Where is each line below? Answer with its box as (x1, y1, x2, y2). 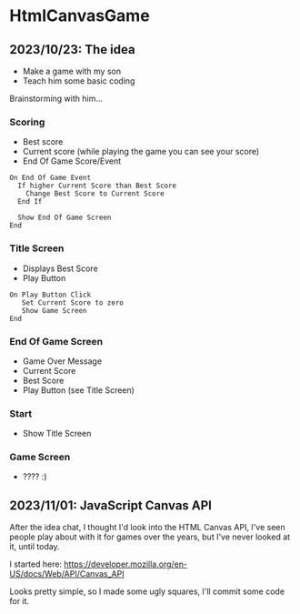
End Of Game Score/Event (22, 156, 122, 166)
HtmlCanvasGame (9, 5, 150, 26)
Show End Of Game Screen (17, 213, 112, 223)
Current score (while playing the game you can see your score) (22, 146, 260, 157)
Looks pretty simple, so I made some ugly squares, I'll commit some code (9, 586, 285, 597)
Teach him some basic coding (22, 75, 135, 86)
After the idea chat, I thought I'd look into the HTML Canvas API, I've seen (9, 522, 286, 533)
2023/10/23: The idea (9, 42, 135, 57)
